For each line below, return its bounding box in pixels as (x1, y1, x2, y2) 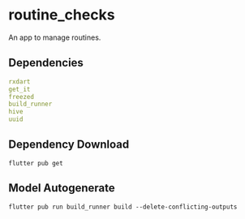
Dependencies (8, 56, 84, 70)
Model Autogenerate (8, 181, 115, 195)
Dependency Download (8, 138, 130, 152)
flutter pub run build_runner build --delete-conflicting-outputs (8, 203, 238, 211)
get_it (8, 85, 31, 93)
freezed (8, 92, 35, 101)
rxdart (8, 77, 31, 86)
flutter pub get (8, 159, 63, 167)
